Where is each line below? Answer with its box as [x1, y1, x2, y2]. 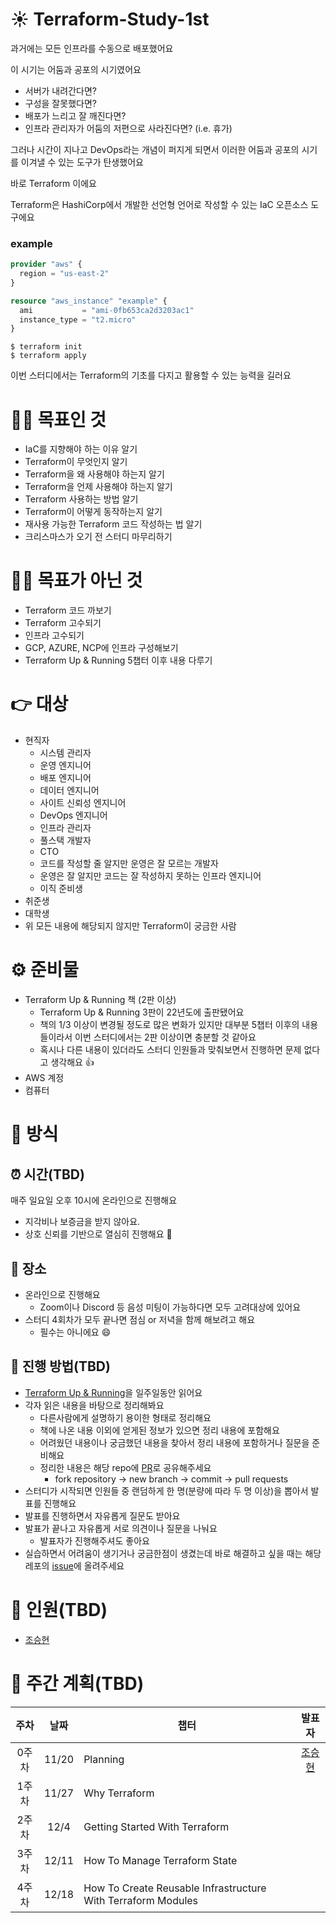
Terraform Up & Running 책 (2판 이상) [24, 994, 177, 1006]
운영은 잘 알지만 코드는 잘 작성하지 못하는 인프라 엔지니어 [39, 870, 262, 882]
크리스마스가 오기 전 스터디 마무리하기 [24, 531, 173, 543]
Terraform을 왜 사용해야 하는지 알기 [24, 468, 165, 480]
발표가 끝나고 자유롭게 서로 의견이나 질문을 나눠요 [24, 1522, 218, 1534]
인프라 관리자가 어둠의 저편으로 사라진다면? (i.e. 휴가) [24, 122, 233, 134]
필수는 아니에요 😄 [39, 1326, 112, 1338]
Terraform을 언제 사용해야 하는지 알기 [24, 481, 173, 493]
